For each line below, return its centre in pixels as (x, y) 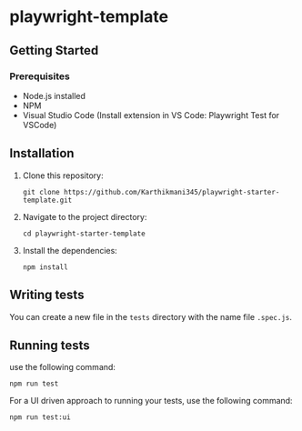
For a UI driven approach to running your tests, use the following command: (151, 401)
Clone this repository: (63, 175)
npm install (45, 267)
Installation (42, 153)
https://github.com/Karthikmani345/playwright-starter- (171, 192)
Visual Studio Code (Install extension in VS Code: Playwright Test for (151, 115)
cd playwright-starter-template (84, 234)
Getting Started (54, 50)
